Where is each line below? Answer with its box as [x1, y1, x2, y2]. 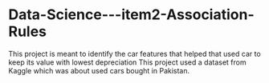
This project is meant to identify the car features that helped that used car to [8, 49, 261, 58]
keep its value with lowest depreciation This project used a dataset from [8, 57, 247, 67]
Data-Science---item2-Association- [8, 6, 255, 24]
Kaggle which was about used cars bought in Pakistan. [8, 65, 190, 75]
